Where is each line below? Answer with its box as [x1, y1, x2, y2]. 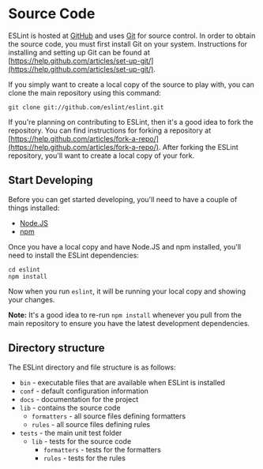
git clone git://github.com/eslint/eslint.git [8, 103, 164, 111]
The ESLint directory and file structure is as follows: [8, 362, 176, 372]
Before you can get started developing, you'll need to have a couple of [8, 194, 238, 204]
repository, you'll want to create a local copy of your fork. [8, 151, 195, 160]
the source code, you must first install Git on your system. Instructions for [8, 39, 247, 48]
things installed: [8, 203, 60, 212]
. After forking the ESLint [158, 142, 239, 152]
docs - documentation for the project [19, 394, 139, 403]
